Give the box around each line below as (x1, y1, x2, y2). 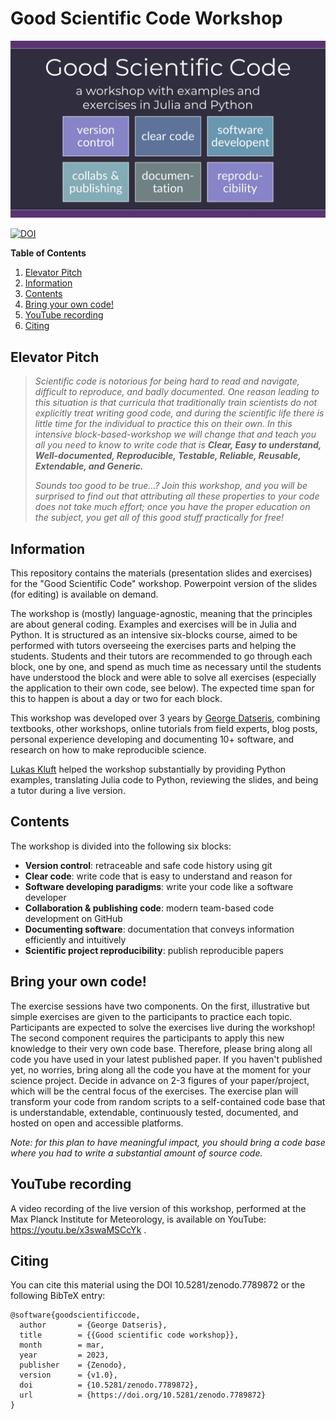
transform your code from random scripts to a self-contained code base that (10, 1095, 326, 1107)
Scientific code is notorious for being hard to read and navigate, (34, 375, 300, 387)
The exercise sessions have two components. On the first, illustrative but (10, 1000, 310, 1012)
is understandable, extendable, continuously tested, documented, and (10, 1106, 299, 1118)
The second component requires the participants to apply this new (10, 1032, 285, 1044)
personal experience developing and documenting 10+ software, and (10, 733, 295, 746)
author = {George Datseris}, (19, 1320, 168, 1331)
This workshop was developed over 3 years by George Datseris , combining (10, 712, 321, 724)
